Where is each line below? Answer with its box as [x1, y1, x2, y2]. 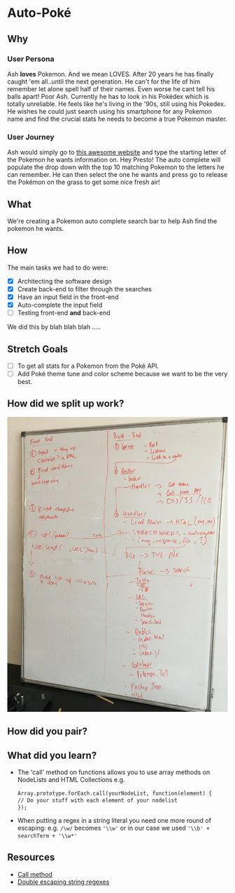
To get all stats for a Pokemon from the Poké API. [17, 362, 159, 370]
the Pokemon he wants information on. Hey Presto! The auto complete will [7, 156, 221, 164]
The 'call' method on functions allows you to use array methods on [17, 768, 211, 776]
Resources [7, 852, 55, 864]
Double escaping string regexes [17, 878, 110, 886]
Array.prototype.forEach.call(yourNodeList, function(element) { [17, 790, 212, 798]
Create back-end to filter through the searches [17, 284, 152, 293]
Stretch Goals [7, 343, 69, 355]
